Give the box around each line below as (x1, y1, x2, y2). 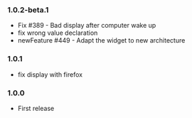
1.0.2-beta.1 (7, 5, 49, 15)
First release (17, 104, 55, 112)
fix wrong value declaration (17, 28, 98, 37)
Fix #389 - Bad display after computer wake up (17, 21, 156, 30)
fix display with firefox (17, 70, 83, 79)
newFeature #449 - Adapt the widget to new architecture (17, 36, 186, 45)
